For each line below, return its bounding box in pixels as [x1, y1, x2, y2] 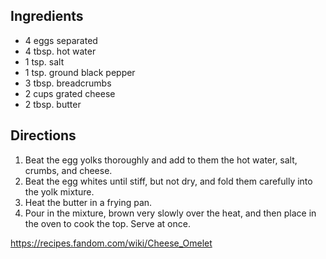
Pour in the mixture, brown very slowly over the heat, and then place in [24, 207, 317, 219]
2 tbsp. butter [24, 98, 82, 110]
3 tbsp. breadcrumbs [24, 77, 112, 89]
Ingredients [10, 8, 84, 25]
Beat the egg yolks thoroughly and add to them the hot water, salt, [24, 154, 298, 166]
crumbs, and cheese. [24, 164, 113, 176]
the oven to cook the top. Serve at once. [24, 217, 191, 229]
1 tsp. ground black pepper [24, 66, 136, 78]
